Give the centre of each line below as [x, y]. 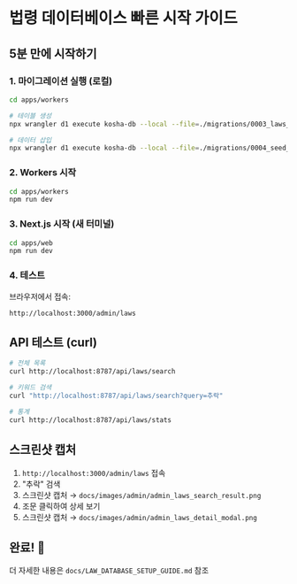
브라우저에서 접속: [40, 296]
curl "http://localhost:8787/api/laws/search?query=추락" [116, 396]
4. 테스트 [27, 275]
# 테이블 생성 [30, 116]
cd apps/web [31, 243]
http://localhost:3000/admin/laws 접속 [94, 473]
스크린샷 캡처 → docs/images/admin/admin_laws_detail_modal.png [140, 517]
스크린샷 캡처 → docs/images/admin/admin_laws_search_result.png [141, 495]
